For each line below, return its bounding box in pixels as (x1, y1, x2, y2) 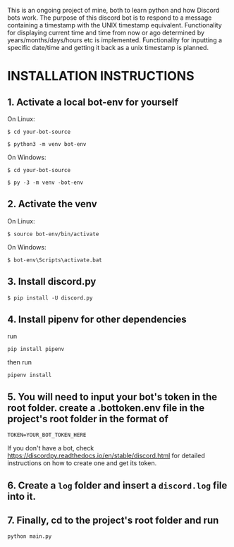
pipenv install (7, 371, 52, 379)
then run (7, 358, 32, 367)
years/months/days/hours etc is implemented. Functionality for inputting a (7, 36, 223, 44)
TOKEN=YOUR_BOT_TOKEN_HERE (7, 431, 87, 439)
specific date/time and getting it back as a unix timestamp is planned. (7, 44, 209, 51)
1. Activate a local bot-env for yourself (7, 96, 178, 108)
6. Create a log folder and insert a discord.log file (7, 479, 228, 491)
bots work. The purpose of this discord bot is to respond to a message (7, 13, 212, 22)
